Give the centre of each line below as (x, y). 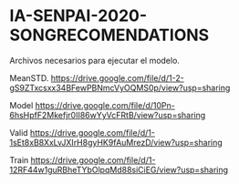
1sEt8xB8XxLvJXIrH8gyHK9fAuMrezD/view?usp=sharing (116, 142)
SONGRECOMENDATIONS (109, 35)
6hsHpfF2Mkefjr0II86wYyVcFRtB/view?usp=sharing (108, 115)
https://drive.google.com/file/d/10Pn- (105, 105)
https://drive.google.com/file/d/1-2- (117, 77)
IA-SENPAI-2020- (78, 16)
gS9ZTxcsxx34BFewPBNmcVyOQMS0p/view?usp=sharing (120, 87)
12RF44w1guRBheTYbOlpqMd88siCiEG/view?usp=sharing (119, 169)
